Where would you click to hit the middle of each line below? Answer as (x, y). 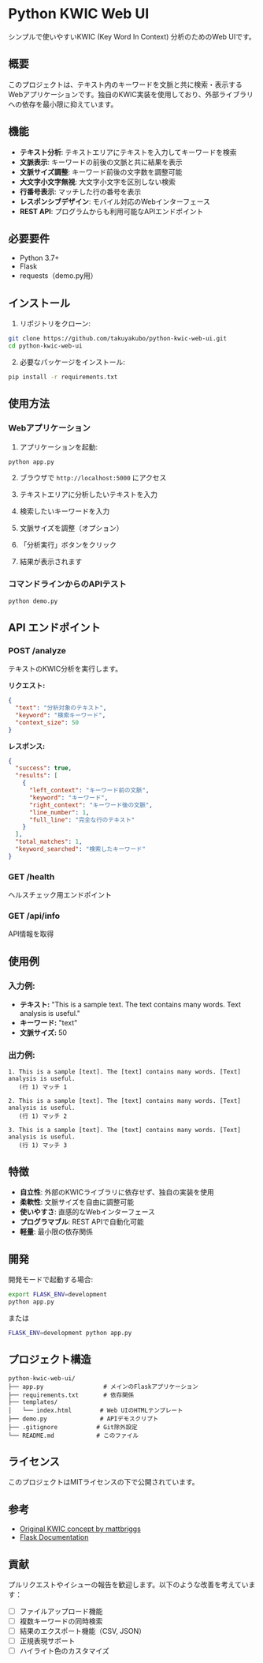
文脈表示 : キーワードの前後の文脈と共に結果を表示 (101, 162)
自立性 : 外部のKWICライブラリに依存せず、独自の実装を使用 (117, 1192)
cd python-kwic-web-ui (45, 346)
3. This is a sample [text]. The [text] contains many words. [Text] (125, 1131)
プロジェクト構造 (50, 1360)
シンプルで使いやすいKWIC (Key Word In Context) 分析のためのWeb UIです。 (132, 36)
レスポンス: (27, 746)
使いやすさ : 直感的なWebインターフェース (87, 1212)
